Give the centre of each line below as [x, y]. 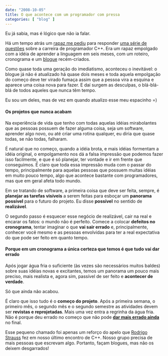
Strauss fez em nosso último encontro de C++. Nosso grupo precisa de [79, 337]
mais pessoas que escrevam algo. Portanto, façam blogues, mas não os [79, 343]
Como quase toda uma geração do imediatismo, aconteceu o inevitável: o [81, 69]
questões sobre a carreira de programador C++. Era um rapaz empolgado [81, 49]
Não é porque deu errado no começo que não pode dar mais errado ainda [82, 317]
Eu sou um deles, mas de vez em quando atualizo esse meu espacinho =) [81, 100]
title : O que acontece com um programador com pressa [63, 15]
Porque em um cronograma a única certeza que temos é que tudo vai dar [82, 249]
